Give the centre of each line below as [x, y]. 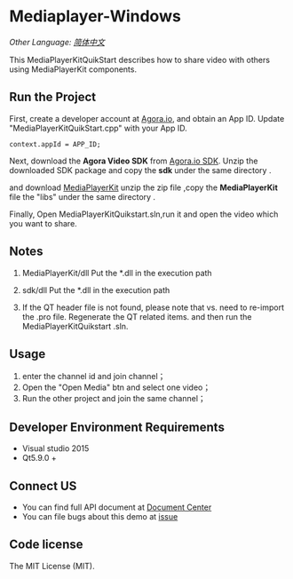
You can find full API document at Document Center [117, 507]
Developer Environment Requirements [117, 427]
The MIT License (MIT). [52, 566]
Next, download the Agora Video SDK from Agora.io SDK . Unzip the [134, 161]
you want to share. [43, 223]
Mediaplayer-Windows [95, 16]
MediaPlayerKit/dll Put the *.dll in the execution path [117, 273]
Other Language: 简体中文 [57, 42]
